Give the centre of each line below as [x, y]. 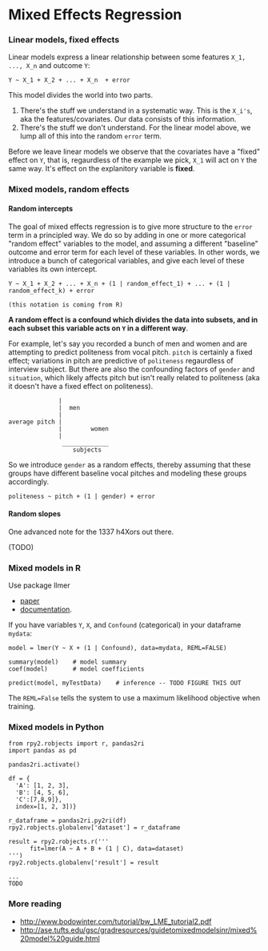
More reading [35, 904]
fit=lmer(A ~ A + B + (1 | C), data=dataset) [106, 849]
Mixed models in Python [56, 728]
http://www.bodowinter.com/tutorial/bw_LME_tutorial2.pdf [116, 921]
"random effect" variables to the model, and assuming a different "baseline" [133, 243]
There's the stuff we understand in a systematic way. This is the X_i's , [136, 110]
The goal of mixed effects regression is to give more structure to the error [131, 227]
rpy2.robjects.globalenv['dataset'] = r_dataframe [94, 828]
